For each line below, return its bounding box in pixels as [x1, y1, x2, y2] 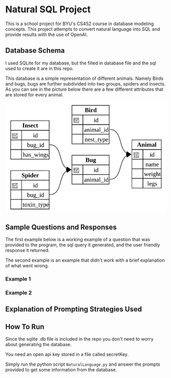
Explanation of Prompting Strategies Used [5, 305, 142, 313]
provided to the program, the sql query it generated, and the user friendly [5, 242, 160, 248]
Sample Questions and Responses [5, 223, 117, 232]
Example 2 [5, 289, 32, 296]
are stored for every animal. [5, 91, 64, 98]
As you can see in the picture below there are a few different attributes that [5, 86, 164, 92]
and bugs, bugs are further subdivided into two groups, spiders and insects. [5, 80, 166, 87]
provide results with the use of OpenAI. [5, 31, 88, 37]
